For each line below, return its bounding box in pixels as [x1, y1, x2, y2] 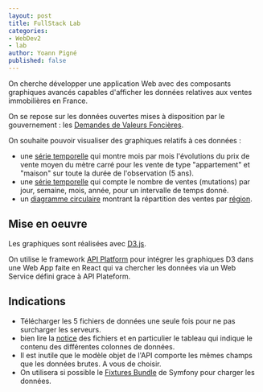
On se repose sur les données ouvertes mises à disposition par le [8, 111, 225, 121]
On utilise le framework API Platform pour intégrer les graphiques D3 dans [8, 254, 254, 264]
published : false [8, 57, 67, 65]
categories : [8, 27, 48, 35]
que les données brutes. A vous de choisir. [19, 359, 162, 369]
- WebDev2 [8, 34, 42, 43]
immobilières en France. [8, 96, 88, 105]
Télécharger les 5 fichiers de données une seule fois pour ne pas [19, 316, 236, 326]
